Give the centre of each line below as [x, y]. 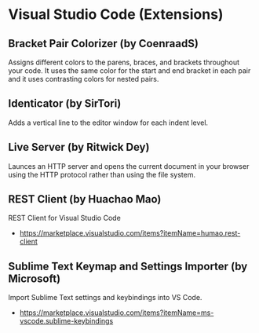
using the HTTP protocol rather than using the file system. [102, 174]
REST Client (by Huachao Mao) [85, 199]
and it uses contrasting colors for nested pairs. [84, 79]
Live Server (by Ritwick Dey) [79, 147]
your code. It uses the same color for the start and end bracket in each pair [129, 71]
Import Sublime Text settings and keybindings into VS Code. [105, 298]
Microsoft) [35, 278]
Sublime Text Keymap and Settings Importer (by [128, 266]
